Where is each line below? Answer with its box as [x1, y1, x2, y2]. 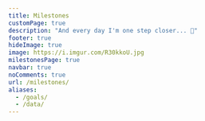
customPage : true [8, 19, 66, 27]
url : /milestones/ [8, 78, 69, 86]
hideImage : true [8, 41, 62, 49]
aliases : [8, 85, 37, 94]
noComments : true [8, 71, 66, 79]
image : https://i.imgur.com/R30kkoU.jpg [8, 49, 145, 57]
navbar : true [8, 64, 52, 72]
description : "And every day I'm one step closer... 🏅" [8, 26, 198, 34]
